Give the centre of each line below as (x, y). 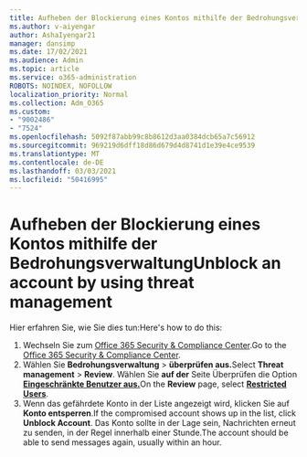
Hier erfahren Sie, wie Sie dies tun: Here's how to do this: (116, 328)
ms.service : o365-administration (73, 78)
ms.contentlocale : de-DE (57, 162)
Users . (35, 394)
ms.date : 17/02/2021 (49, 52)
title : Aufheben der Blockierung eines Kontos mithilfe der (127, 18)
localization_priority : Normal (69, 94)
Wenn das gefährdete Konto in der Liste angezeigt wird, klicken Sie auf (156, 404)
